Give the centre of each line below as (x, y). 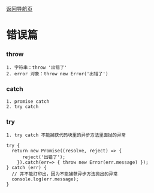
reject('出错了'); (44, 157)
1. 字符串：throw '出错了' (37, 68)
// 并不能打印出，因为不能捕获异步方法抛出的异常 (65, 174)
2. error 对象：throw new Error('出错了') (57, 74)
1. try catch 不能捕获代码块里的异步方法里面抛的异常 (66, 135)
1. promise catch (28, 101)
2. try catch (22, 106)
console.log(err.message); (45, 179)
